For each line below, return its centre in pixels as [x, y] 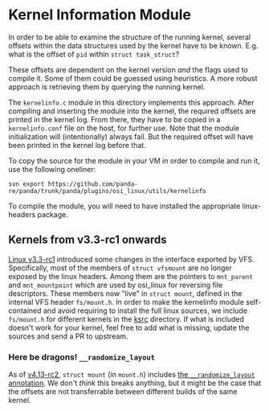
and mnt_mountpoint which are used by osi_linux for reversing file [116, 285]
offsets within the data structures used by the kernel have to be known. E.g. [133, 45]
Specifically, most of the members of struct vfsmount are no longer [120, 268]
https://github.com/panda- [93, 184]
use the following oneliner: [52, 169]
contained [25, 310]
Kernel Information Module [100, 15]
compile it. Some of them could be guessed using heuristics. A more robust [133, 78]
